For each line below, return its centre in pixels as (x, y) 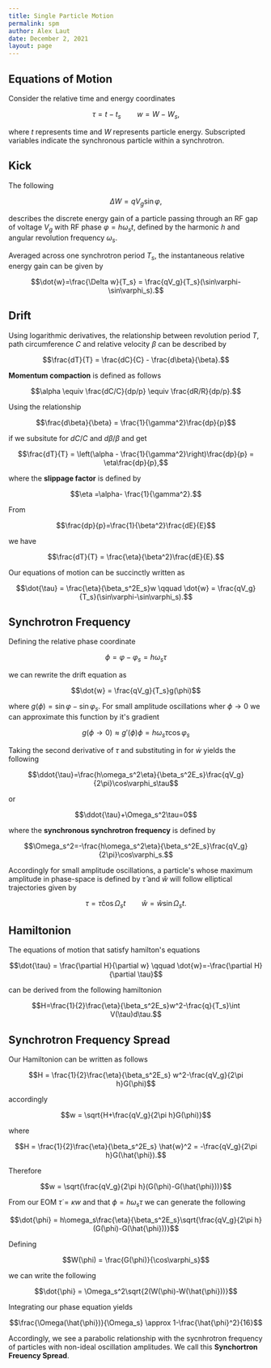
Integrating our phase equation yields (71, 1306)
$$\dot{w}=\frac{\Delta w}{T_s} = (87, 281)
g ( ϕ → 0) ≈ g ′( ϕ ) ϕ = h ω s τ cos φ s (136, 733)
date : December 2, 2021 (49, 38)
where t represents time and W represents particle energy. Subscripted (127, 131)
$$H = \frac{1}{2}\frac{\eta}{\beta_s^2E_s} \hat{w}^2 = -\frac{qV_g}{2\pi (136, 1147)
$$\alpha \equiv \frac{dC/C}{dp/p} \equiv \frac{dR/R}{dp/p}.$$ (136, 391)
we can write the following (53, 1275)
